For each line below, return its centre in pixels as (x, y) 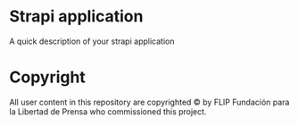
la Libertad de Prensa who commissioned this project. (108, 111)
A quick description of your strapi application (92, 41)
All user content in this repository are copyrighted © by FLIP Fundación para (149, 102)
